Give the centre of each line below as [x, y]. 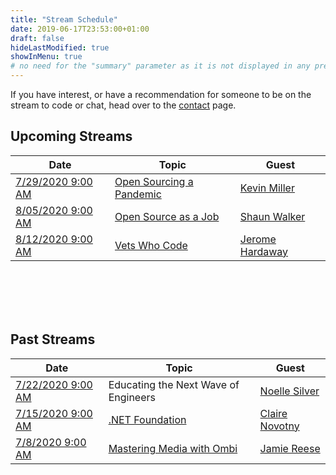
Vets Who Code [151, 245]
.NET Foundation [147, 419]
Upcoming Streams [71, 136]
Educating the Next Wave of [174, 384]
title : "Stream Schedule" [64, 19]
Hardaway [264, 251]
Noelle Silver [289, 391]
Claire [273, 413]
